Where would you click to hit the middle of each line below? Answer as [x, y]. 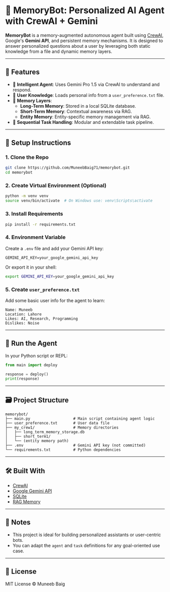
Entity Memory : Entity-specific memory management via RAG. [85, 117]
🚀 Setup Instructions [38, 143]
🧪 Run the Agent [31, 343]
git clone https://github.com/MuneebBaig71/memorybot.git [68, 168]
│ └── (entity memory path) [37, 441]
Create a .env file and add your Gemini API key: [54, 248]
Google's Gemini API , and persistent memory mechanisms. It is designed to [84, 41]
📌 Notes [18, 522]
